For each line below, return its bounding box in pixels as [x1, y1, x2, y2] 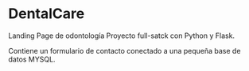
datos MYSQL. [8, 54, 56, 64]
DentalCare [8, 5, 85, 23]
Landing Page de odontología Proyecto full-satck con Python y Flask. [8, 31, 235, 40]
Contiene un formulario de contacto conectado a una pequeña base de [8, 46, 241, 55]
